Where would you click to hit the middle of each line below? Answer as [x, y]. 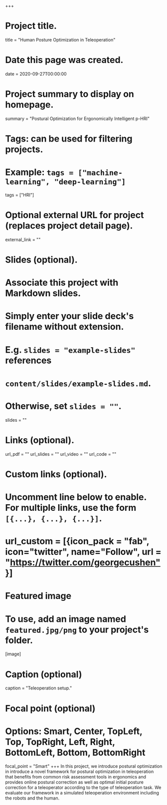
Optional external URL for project [75, 215]
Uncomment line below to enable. [76, 497]
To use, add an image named [66, 619]
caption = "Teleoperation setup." [39, 688]
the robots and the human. [32, 798]
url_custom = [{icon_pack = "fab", [77, 541]
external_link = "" [23, 239]
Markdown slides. [43, 293]
